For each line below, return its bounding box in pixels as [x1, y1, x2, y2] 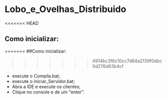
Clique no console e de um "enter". [12, 89, 85, 95]
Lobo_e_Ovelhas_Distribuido [5, 4, 127, 15]
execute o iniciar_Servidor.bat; [12, 78, 75, 84]
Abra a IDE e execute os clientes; [12, 83, 81, 89]
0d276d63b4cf [92, 63, 124, 69]
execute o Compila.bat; [12, 73, 60, 79]
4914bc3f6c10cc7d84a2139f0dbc [92, 58, 162, 64]
